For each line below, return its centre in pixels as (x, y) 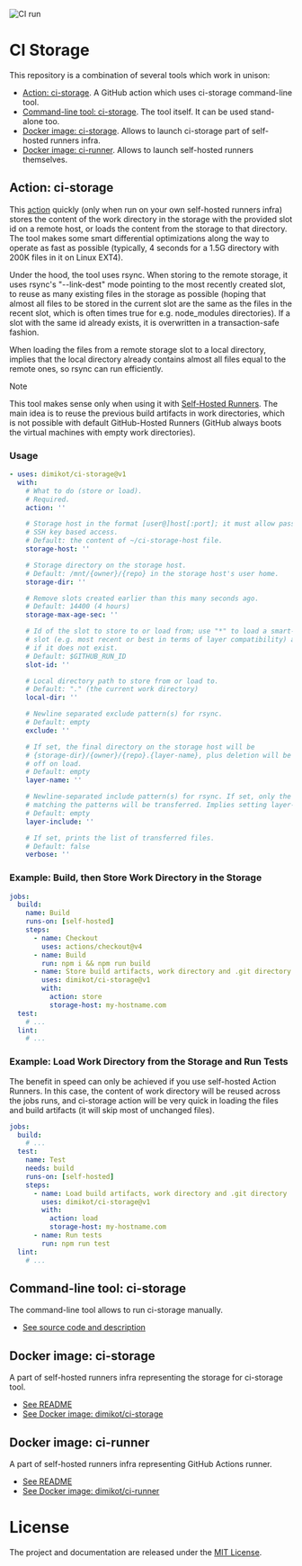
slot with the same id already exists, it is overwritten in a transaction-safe (145, 322)
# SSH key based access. (72, 532)
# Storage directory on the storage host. (106, 565)
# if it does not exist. (72, 648)
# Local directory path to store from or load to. (122, 681)
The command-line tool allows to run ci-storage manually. (116, 1310)
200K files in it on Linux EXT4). (67, 257)
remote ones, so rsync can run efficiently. (86, 368)
